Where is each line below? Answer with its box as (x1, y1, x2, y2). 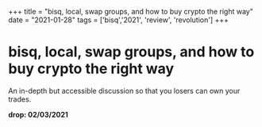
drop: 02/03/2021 (8, 110, 69, 119)
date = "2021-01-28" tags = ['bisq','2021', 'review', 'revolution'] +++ (8, 15, 229, 25)
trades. (8, 94, 32, 104)
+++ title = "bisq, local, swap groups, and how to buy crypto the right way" (8, 7, 254, 16)
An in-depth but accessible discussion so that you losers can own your (8, 86, 241, 95)
